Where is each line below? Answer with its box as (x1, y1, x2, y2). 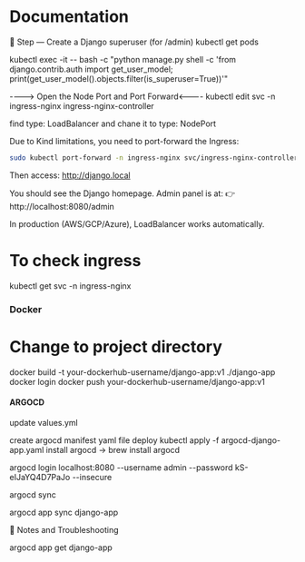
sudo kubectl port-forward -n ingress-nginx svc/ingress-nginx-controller (9, 153, 299, 163)
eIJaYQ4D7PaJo (9, 471, 71, 482)
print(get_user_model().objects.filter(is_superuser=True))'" (9, 73, 229, 84)
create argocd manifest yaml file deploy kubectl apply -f (9, 434, 220, 446)
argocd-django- (221, 434, 281, 446)
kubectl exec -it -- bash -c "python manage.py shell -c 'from (9, 54, 237, 64)
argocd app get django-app (9, 542, 113, 553)
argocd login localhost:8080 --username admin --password (9, 461, 233, 473)
